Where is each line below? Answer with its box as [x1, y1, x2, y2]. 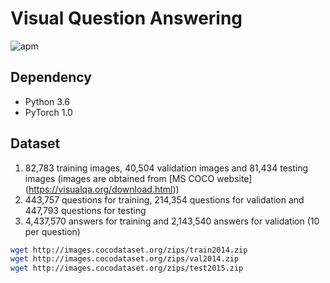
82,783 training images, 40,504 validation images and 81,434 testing [24, 162, 309, 174]
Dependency [10, 69, 92, 86]
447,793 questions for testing [24, 204, 147, 216]
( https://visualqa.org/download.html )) [24, 183, 180, 195]
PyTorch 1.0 [24, 106, 73, 118]
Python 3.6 [24, 95, 70, 107]
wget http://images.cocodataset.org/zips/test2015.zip [10, 263, 244, 274]
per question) [24, 225, 81, 237]
